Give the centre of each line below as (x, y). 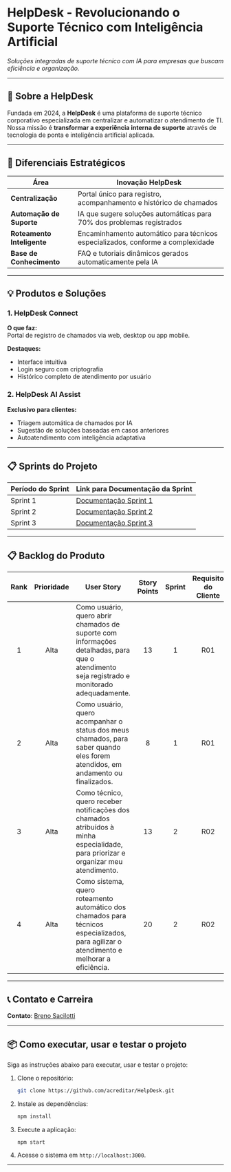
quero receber (99, 801)
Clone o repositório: (45, 1078)
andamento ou (99, 773)
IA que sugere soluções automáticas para (145, 213)
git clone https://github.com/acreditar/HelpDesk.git (96, 1090)
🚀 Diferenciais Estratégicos (66, 163)
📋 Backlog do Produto (56, 555)
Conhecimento (35, 261)
